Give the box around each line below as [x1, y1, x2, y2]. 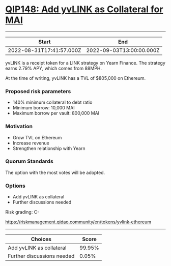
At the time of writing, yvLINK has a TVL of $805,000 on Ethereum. [5, 75, 146, 81]
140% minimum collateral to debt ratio [12, 99, 93, 105]
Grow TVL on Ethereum [12, 134, 62, 140]
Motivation [5, 123, 33, 130]
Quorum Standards [5, 158, 53, 165]
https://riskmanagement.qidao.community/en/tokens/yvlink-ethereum [5, 219, 152, 225]
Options [5, 182, 25, 189]
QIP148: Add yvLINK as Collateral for [5, 4, 163, 15]
